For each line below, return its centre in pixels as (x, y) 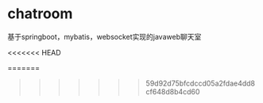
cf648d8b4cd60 (173, 91)
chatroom (40, 14)
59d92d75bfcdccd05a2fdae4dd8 (201, 83)
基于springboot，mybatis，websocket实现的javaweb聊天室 (104, 36)
